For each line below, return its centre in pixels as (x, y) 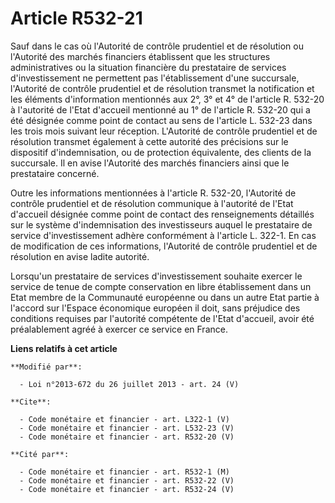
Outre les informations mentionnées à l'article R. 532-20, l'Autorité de (153, 193)
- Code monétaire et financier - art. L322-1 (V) (124, 419)
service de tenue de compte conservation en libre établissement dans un (161, 286)
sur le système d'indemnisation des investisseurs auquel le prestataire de (161, 224)
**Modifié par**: (46, 367)
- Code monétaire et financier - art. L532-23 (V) (127, 428)
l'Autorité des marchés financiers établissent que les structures (140, 56)
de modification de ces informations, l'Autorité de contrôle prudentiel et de (164, 246)
